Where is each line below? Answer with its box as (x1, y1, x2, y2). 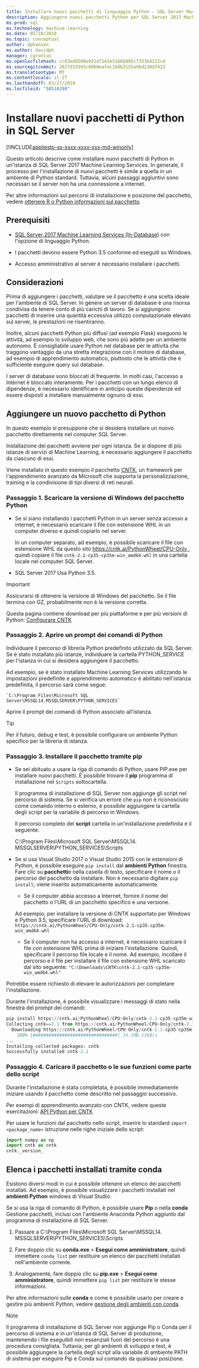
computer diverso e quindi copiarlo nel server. (14, 527, 127, 534)
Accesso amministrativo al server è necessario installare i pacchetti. (14, 260, 181, 267)
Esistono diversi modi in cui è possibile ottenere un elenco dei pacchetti (6, 1180, 181, 1187)
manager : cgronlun (6, 53, 52, 59)
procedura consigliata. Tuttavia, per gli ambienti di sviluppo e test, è (6, 1343, 172, 1349)
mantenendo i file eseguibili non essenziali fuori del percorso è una (6, 1336, 170, 1343)
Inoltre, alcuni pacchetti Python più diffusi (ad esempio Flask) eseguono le (6, 330, 188, 337)
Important (6, 580, 30, 587)
